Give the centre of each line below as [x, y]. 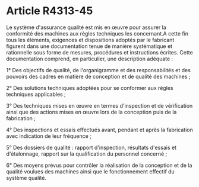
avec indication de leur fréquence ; [49, 136]
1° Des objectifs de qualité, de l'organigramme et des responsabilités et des [99, 70]
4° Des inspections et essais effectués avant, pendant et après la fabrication [99, 130]
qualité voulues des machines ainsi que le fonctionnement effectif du [91, 171]
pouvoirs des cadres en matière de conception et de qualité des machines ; [99, 76]
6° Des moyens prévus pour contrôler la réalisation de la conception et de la [99, 165]
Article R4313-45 [50, 11]
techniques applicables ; [36, 94]
